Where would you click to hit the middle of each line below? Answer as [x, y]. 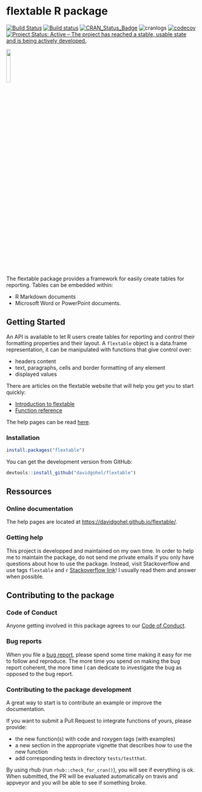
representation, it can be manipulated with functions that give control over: [99, 349]
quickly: [16, 392]
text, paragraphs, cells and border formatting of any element [90, 367]
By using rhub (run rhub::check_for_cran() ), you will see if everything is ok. [100, 770]
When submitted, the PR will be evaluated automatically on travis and [92, 776]
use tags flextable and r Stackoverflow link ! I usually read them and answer [101, 570]
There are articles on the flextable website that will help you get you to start [100, 385]
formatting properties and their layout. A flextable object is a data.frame [97, 343]
